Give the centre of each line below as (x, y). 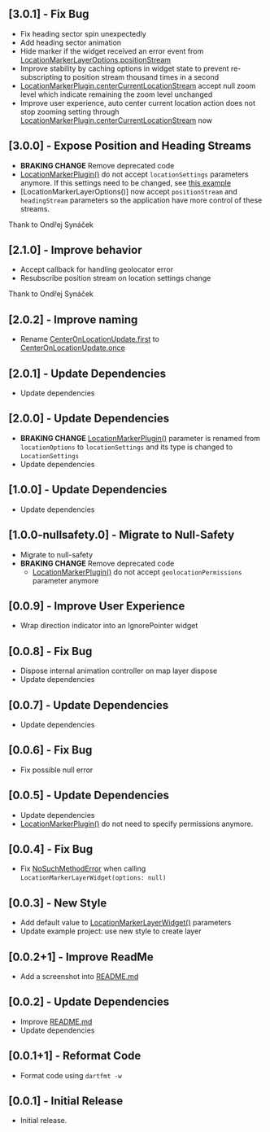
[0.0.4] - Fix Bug (51, 849)
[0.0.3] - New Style (58, 903)
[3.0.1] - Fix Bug (49, 14)
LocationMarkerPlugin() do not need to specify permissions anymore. (137, 824)
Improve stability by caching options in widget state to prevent (124, 68)
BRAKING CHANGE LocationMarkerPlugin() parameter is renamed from (140, 438)
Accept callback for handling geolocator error (96, 269)
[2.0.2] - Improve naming (73, 319)
